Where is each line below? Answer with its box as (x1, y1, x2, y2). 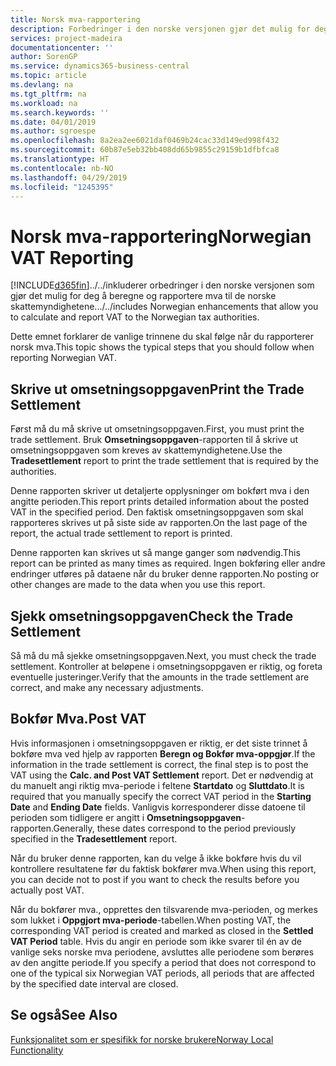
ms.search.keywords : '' (10, 107, 110, 118)
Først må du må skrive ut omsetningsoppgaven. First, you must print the (10, 423, 305, 435)
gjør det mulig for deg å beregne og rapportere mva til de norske (10, 290, 277, 302)
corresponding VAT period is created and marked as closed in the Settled (10, 924, 314, 936)
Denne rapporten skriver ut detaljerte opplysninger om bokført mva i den (10, 485, 310, 497)
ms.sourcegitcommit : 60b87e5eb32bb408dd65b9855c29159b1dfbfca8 (10, 145, 280, 155)
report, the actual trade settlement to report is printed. (10, 527, 233, 540)
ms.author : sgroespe (10, 126, 97, 136)
